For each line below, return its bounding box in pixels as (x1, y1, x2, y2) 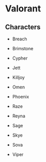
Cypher (12, 55, 28, 61)
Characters (5, 23, 41, 31)
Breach (12, 36, 27, 42)
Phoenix (12, 94, 29, 99)
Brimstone (12, 46, 34, 51)
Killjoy (12, 75, 25, 80)
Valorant (5, 3, 41, 14)
